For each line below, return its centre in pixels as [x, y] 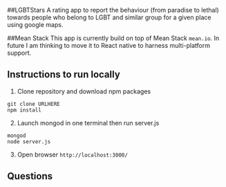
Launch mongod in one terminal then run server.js [88, 123]
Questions [30, 176]
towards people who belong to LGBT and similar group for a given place [109, 17]
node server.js [29, 141]
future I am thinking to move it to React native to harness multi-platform [109, 45]
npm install [24, 110]
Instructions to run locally [64, 74]
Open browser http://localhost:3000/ [72, 154]
